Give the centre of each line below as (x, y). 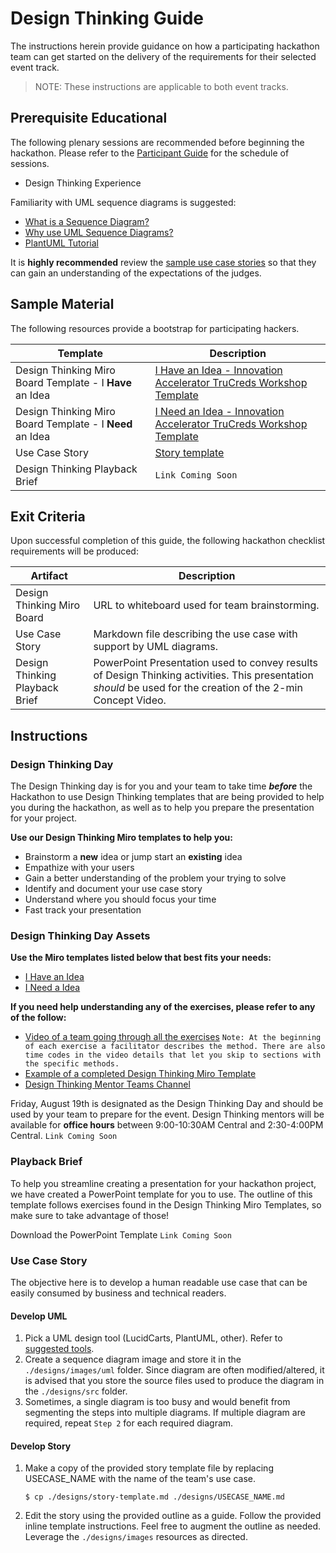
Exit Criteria (48, 516)
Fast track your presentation (83, 910)
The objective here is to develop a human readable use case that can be (159, 1282)
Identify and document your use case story (113, 889)
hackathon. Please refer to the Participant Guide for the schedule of (150, 153)
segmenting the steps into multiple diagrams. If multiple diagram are (165, 1413)
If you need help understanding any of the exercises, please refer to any (163, 1007)
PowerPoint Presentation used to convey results (205, 663)
